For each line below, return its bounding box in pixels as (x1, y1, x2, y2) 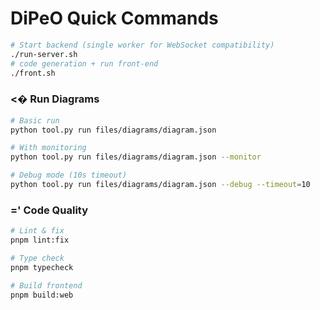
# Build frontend (10, 280, 83, 291)
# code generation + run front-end (10, 58, 159, 69)
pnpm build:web (10, 290, 74, 300)
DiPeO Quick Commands (10, 7, 219, 30)
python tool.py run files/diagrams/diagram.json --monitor (10, 152, 262, 162)
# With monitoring (10, 143, 87, 153)
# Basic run (10, 115, 60, 126)
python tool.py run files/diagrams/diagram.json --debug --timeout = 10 (10, 180, 311, 190)
